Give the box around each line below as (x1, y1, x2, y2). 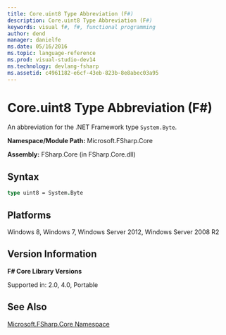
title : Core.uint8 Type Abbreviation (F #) (7, 10, 134, 18)
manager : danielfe (7, 37, 61, 44)
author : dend (7, 30, 46, 37)
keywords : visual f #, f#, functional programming (7, 23, 156, 30)
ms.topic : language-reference (7, 50, 96, 57)
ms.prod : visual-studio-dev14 (7, 56, 96, 63)
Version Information (7, 248, 97, 260)
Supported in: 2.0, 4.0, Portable (7, 280, 99, 289)
